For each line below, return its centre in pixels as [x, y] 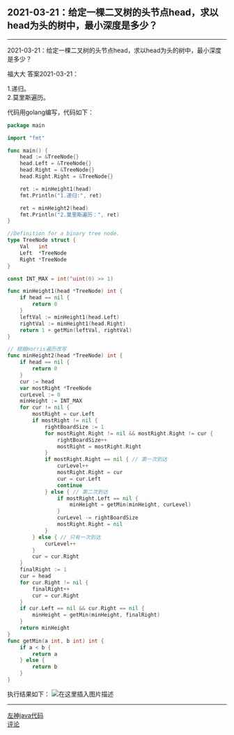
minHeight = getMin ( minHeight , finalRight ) [96, 615]
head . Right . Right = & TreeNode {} [67, 176]
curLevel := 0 [40, 395]
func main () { [28, 151]
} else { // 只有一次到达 [67, 537]
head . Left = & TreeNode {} [56, 164]
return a [45, 654]
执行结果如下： [29, 694]
